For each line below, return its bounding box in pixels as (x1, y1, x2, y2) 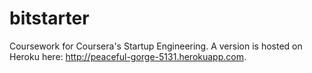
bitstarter (9, 7, 90, 30)
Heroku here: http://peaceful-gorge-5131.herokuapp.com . (9, 50, 247, 62)
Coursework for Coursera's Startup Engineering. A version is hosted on (9, 40, 303, 52)
